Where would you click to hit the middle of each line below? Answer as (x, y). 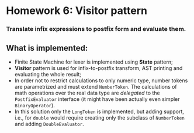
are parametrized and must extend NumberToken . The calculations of (96, 86)
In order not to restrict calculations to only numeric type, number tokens (101, 80)
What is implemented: (47, 48)
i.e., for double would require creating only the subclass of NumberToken (100, 117)
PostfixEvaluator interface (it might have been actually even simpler (97, 99)
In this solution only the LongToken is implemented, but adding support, (99, 111)
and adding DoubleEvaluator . (49, 124)
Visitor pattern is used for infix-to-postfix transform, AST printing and (98, 68)
